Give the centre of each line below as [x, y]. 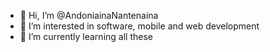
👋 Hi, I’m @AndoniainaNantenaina [89, 15]
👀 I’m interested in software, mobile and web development [139, 26]
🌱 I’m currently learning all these [86, 36]
